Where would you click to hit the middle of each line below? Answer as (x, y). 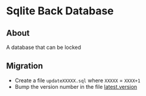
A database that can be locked (44, 47)
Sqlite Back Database (60, 11)
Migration (25, 66)
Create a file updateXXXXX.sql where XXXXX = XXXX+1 (77, 80)
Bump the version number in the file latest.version (76, 86)
